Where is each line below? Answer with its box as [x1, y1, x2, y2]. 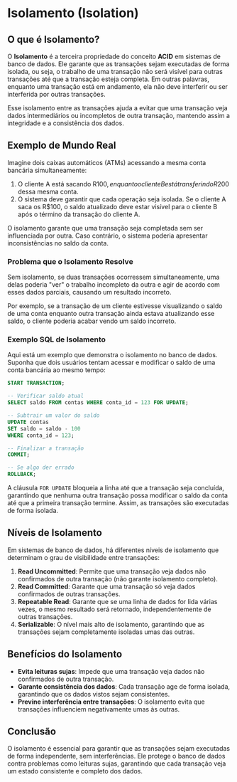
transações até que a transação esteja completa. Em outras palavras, [7, 75, 209, 83]
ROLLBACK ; [7, 471, 37, 478]
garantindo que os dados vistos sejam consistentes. [17, 689, 170, 698]
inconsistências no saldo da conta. [7, 238, 109, 247]
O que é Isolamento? [7, 33, 100, 46]
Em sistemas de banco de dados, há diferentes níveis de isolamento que [7, 546, 219, 554]
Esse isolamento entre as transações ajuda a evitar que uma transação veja [7, 104, 228, 112]
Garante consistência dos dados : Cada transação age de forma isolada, [17, 682, 231, 691]
